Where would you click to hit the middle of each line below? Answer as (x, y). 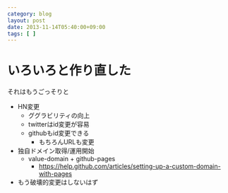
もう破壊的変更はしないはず (58, 182)
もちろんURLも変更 (66, 142)
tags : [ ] (22, 34)
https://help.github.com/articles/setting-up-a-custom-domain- (130, 166)
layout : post (26, 21)
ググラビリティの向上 (59, 116)
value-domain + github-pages (72, 159)
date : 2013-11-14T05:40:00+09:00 (56, 27)
